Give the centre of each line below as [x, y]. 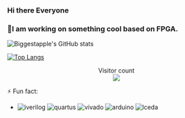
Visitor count [116, 70]
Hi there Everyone [38, 10]
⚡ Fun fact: [23, 91]
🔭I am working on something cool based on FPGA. [93, 28]
